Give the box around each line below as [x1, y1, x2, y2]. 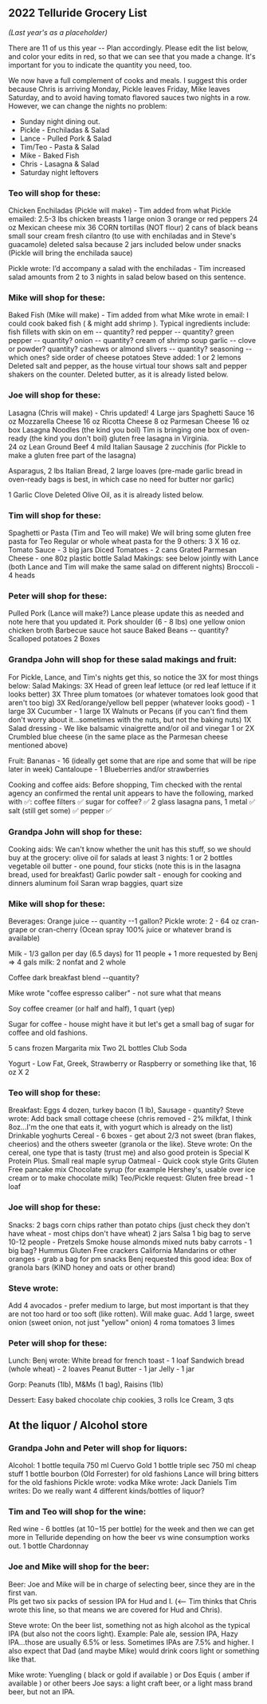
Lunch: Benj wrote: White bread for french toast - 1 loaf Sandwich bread [8, 1355, 245, 1366]
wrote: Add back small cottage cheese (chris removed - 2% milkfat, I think [8, 1114, 253, 1123]
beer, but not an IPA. [8, 1686, 76, 1696]
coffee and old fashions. [8, 1028, 88, 1038]
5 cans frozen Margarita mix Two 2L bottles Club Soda [8, 1044, 187, 1053]
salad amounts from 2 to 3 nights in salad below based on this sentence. [8, 272, 246, 282]
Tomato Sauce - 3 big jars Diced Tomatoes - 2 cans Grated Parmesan [8, 545, 238, 554]
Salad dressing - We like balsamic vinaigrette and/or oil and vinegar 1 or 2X [8, 723, 255, 732]
